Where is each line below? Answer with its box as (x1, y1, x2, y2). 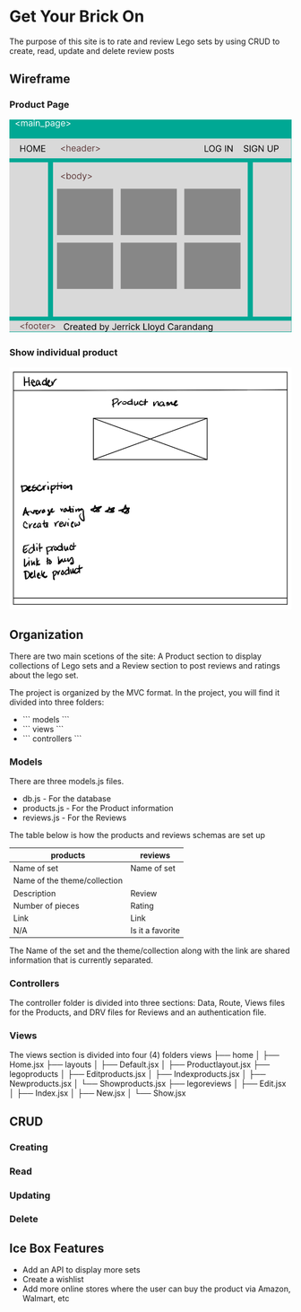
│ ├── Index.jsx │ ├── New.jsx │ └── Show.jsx (9, 1088, 186, 1098)
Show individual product (9, 346, 118, 359)
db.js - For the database (21, 793, 112, 804)
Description (13, 888, 56, 898)
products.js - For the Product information (21, 803, 174, 814)
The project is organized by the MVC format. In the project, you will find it (9, 687, 280, 697)
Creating (9, 1141, 48, 1153)
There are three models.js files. (9, 776, 125, 787)
